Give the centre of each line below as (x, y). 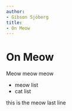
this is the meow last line (36, 103)
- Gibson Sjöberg (27, 17)
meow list (26, 85)
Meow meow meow (30, 74)
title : (14, 22)
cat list (23, 92)
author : (16, 12)
